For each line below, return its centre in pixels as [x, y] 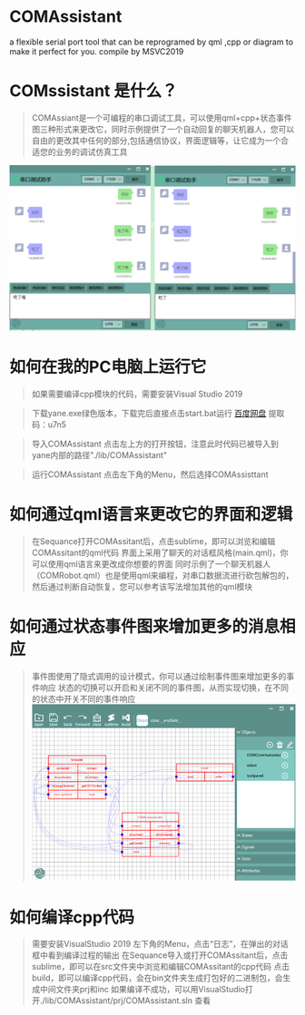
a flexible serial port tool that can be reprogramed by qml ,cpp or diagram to [151, 42]
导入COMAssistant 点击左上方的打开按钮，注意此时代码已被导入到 [155, 444]
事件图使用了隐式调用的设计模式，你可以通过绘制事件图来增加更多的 [159, 676]
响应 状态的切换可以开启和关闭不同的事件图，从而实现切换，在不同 [164, 688]
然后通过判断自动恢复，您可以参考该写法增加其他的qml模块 [142, 586]
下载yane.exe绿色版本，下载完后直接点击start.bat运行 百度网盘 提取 [158, 413]
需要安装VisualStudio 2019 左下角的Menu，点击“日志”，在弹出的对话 [160, 944]
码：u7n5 [49, 425]
